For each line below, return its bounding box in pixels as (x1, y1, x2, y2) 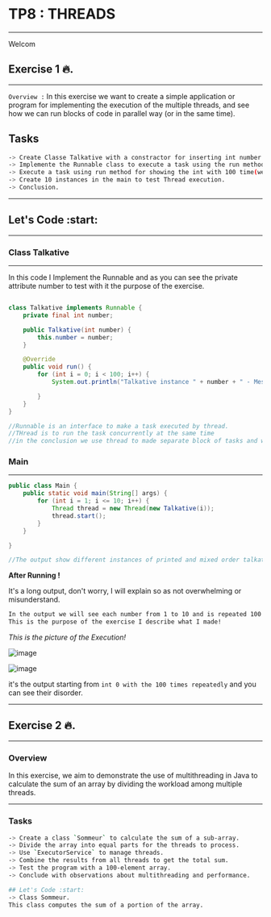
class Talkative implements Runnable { (8, 304, 143, 312)
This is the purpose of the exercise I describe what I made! (8, 618, 222, 626)
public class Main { (8, 481, 78, 490)
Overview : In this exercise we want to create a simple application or (8, 91, 236, 101)
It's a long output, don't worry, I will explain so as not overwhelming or (8, 586, 242, 596)
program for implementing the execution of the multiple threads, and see (8, 100, 250, 110)
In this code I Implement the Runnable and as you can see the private (8, 273, 238, 282)
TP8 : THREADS (8, 5, 116, 23)
